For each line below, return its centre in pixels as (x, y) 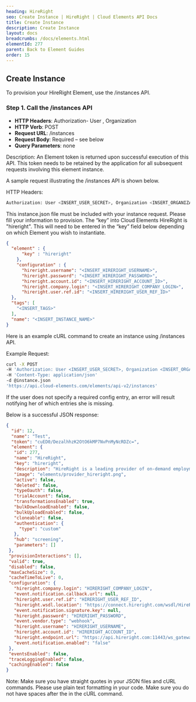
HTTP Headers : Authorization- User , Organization (75, 121)
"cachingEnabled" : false (38, 665)
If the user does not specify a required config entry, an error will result (90, 397)
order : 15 (18, 55)
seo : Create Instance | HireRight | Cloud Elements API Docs (82, 17)
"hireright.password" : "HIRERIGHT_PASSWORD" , (70, 616)
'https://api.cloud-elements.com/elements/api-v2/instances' (82, 386)
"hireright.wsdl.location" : (48, 605)
